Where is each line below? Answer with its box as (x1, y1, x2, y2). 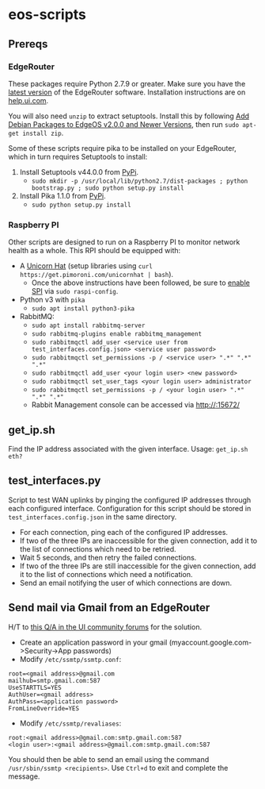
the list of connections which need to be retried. (19, 544, 176, 553)
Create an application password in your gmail (19, 637, 168, 647)
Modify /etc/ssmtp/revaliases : (19, 718, 122, 728)
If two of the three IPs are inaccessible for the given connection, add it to (19, 536, 258, 545)
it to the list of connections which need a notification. (19, 569, 193, 579)
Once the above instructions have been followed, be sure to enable (31, 278, 251, 287)
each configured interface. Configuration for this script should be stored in (8, 503, 252, 513)
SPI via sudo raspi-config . (31, 287, 119, 296)
